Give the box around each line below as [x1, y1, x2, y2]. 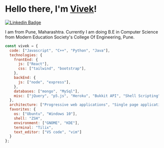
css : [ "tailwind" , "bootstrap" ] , [18, 66, 86, 71]
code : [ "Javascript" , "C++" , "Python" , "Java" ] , [9, 48, 110, 53]
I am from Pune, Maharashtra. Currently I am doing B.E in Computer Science [5, 29, 159, 35]
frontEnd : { [14, 57, 38, 62]
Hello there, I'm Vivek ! [5, 3, 97, 15]
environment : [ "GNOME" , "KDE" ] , [14, 120, 80, 125]
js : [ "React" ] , [18, 62, 49, 67]
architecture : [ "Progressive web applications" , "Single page [9, 102, 139, 108]
